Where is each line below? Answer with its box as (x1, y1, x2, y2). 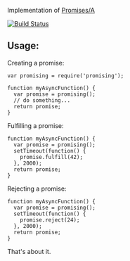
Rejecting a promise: (7, 184, 67, 193)
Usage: (7, 40, 40, 52)
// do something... (13, 96, 71, 104)
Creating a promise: (7, 58, 65, 67)
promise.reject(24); (20, 216, 80, 224)
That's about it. (7, 247, 51, 255)
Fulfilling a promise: (7, 121, 65, 129)
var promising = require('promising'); (7, 72, 124, 79)
